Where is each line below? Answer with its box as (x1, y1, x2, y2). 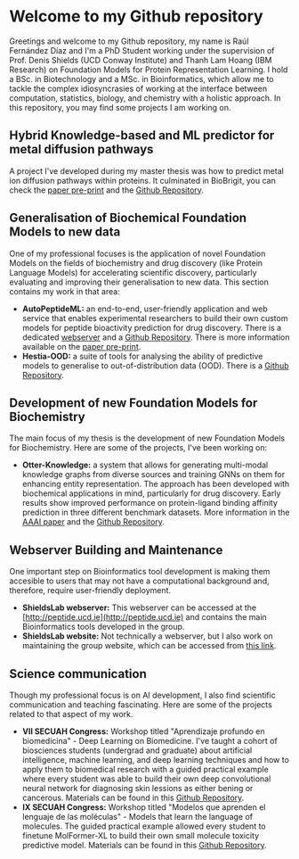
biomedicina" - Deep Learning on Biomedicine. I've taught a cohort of (21, 736, 278, 746)
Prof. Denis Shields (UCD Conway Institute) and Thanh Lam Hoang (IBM (9, 54, 272, 65)
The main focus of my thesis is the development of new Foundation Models (9, 433, 286, 443)
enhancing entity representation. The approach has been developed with (21, 479, 290, 490)
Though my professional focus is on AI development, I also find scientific (9, 690, 276, 700)
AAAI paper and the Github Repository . (21, 516, 165, 527)
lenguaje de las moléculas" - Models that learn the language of (21, 812, 254, 822)
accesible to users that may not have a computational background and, (9, 575, 270, 586)
